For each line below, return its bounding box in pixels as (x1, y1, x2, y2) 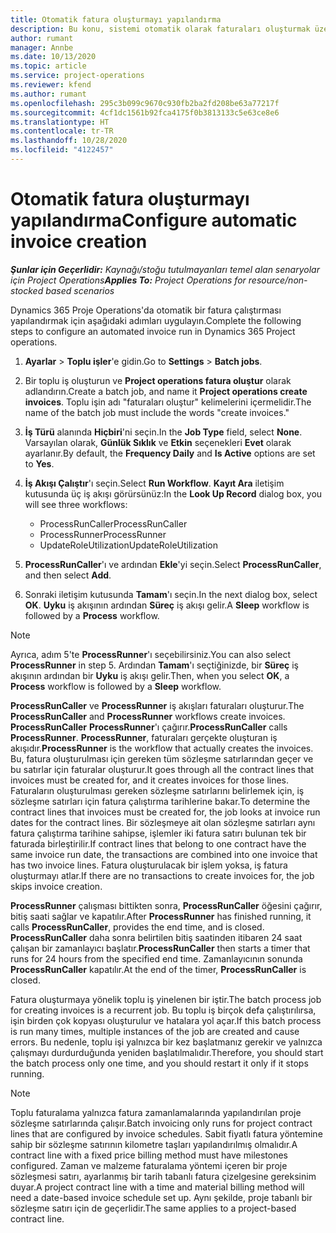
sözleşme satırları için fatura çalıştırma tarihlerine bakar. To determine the (10, 795, 311, 807)
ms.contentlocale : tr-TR (10, 126, 114, 136)
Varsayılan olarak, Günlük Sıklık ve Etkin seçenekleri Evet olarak (24, 436, 292, 448)
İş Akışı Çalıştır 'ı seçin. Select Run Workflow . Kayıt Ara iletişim (24, 477, 285, 489)
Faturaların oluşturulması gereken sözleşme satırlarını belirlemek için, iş (10, 784, 305, 796)
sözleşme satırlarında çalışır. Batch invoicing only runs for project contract (10, 1117, 313, 1129)
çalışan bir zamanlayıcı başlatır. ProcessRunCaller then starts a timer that (10, 942, 311, 954)
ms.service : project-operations (10, 71, 145, 81)
